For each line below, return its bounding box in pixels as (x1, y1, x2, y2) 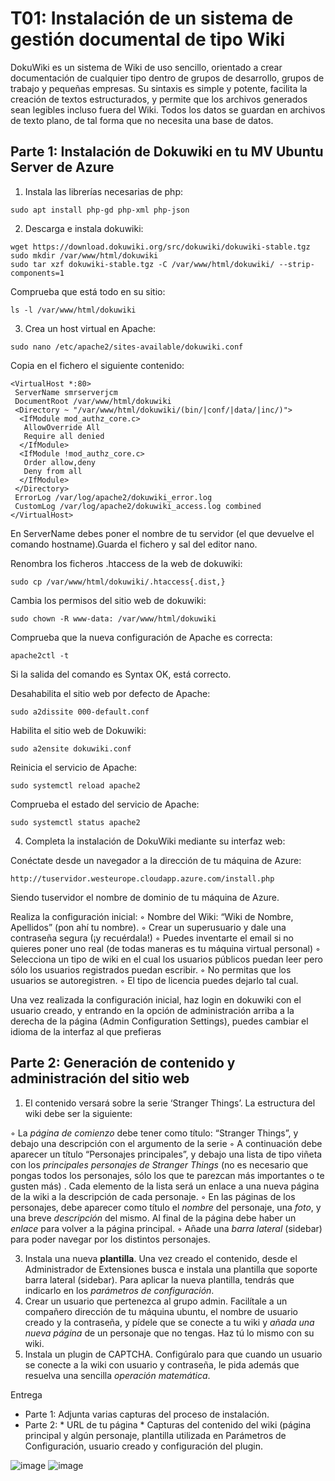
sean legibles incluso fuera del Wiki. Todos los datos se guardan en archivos (10, 103, 326, 116)
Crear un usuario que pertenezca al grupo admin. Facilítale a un (24, 1295, 288, 1307)
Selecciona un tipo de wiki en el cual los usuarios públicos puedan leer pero (10, 953, 323, 965)
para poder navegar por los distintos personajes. (10, 1233, 211, 1245)
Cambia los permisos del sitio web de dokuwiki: (10, 594, 207, 606)
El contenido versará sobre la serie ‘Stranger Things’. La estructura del (24, 1097, 316, 1109)
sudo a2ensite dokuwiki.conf (10, 743, 132, 754)
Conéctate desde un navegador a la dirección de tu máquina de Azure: (10, 854, 302, 866)
